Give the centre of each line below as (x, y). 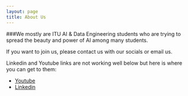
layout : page (22, 11)
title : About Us (26, 17)
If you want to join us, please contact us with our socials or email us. (89, 51)
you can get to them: (31, 69)
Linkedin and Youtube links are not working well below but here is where (94, 63)
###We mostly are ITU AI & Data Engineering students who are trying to (94, 34)
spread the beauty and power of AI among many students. (77, 40)
